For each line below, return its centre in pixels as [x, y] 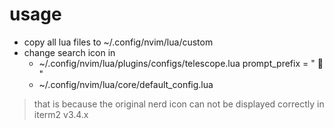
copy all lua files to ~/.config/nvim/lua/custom [118, 42]
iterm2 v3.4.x [61, 114]
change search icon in [69, 52]
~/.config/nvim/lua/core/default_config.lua [126, 84]
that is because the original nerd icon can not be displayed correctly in [179, 104]
